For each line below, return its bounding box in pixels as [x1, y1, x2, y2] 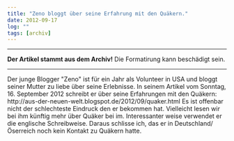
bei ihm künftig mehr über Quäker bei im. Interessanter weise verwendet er [7, 112, 223, 120]
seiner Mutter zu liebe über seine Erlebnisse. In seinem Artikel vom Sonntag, [7, 83, 226, 91]
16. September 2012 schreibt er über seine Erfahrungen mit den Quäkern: [7, 90, 217, 98]
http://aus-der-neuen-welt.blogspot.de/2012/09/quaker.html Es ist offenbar [7, 97, 224, 106]
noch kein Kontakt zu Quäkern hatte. [37, 126, 142, 135]
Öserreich [7, 126, 36, 135]
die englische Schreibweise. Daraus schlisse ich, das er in [7, 119, 173, 128]
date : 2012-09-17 [7, 17, 58, 24]
